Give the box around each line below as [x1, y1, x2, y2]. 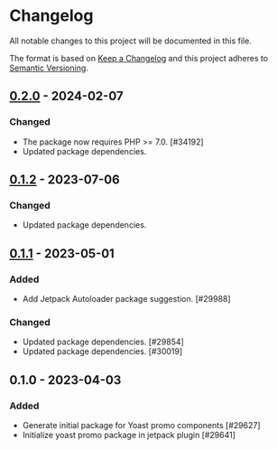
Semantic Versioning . [9, 62, 88, 73]
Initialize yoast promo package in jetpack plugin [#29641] [22, 429, 236, 440]
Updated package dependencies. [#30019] [22, 346, 183, 357]
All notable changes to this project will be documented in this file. [9, 35, 253, 46]
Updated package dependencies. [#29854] [22, 336, 185, 348]
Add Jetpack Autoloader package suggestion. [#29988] [22, 294, 232, 304]
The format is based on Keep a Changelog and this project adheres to [9, 52, 269, 63]
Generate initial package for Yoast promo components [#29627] [22, 419, 261, 430]
